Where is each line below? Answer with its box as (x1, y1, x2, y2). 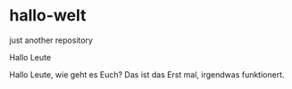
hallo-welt (9, 5, 87, 26)
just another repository (9, 35, 94, 45)
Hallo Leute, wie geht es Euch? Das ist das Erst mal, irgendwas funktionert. (9, 69, 285, 80)
